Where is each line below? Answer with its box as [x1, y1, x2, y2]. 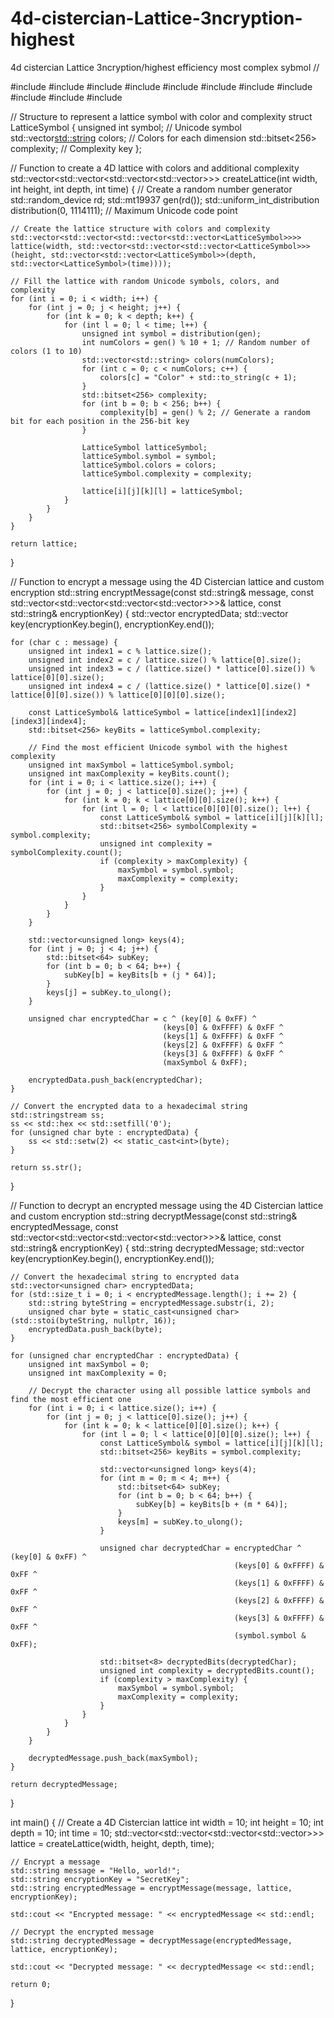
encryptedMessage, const [10, 1220, 119, 1232]
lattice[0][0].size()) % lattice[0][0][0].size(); [10, 690, 226, 700]
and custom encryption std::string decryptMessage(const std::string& [10, 1210, 298, 1222]
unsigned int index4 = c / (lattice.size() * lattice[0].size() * [28, 681, 311, 691]
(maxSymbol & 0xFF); [162, 1057, 248, 1067]
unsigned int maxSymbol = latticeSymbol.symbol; [28, 760, 235, 770]
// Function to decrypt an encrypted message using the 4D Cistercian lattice [10, 1199, 324, 1211]
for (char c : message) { [10, 637, 118, 647]
